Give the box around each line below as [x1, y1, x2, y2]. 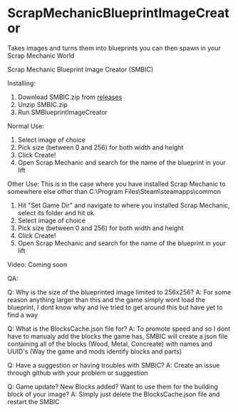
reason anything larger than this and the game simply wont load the [7, 295, 205, 304]
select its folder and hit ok [17, 208, 94, 217]
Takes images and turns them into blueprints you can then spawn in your [7, 43, 221, 52]
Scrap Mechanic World [7, 51, 75, 60]
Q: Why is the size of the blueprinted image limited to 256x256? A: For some [7, 287, 232, 297]
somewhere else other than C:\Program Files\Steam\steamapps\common [7, 187, 222, 195]
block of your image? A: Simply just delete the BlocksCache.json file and [7, 390, 220, 398]
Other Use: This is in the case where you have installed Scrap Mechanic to [7, 180, 226, 188]
